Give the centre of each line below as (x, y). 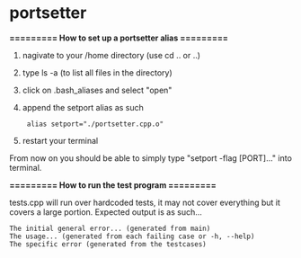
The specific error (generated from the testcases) (108, 244)
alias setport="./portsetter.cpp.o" (95, 124)
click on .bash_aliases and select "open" (97, 90)
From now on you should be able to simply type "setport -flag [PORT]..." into (150, 158)
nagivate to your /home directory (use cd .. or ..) (111, 55)
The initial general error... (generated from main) (110, 228)
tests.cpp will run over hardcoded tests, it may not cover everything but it (145, 202)
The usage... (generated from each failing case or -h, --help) (132, 236)
